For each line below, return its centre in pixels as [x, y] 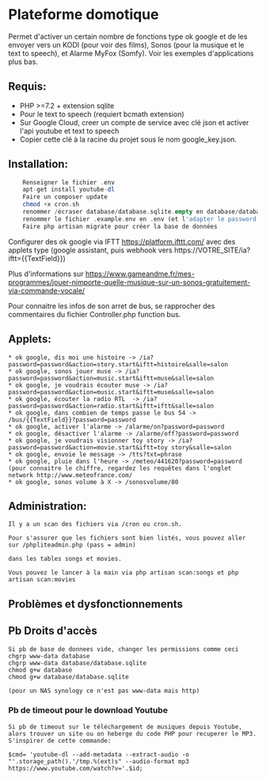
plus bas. [23, 62]
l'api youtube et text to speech [69, 131]
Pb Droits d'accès [53, 631]
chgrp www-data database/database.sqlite [78, 663]
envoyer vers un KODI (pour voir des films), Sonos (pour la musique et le [126, 44]
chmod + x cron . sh [51, 204]
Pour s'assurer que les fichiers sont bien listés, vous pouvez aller [127, 538]
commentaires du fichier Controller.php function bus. [95, 314]
